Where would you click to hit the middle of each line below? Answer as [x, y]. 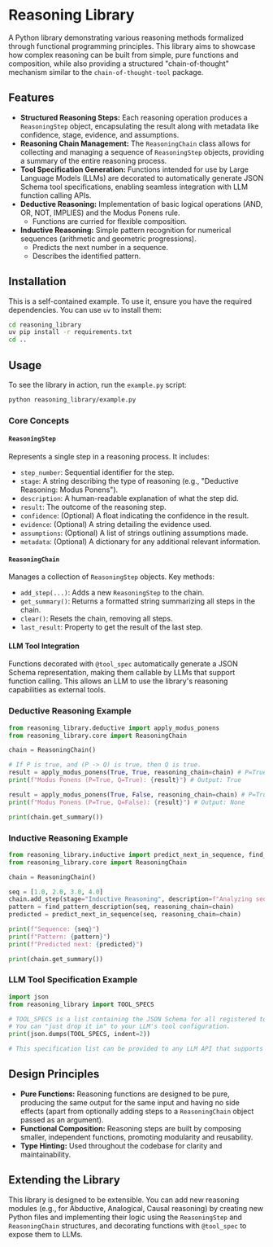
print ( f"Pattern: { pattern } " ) [60, 937]
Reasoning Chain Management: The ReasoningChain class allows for [135, 143]
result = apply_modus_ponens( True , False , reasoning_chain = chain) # [127, 795]
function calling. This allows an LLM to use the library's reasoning [118, 681]
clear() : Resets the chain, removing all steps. [96, 619]
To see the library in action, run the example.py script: [97, 385]
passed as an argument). [62, 1120]
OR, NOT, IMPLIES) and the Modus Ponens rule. [100, 213]
